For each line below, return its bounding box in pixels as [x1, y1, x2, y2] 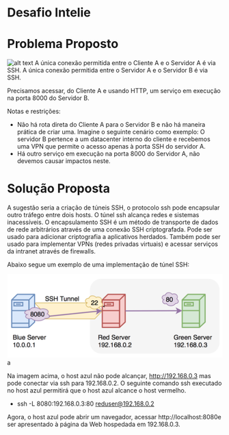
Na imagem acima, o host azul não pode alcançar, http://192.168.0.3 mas [7, 371, 211, 380]
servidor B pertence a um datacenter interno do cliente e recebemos [16, 135, 211, 143]
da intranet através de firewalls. [7, 247, 96, 256]
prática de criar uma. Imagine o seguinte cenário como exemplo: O [16, 128, 205, 136]
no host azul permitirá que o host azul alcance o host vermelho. [7, 386, 187, 395]
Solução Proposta [7, 181, 111, 197]
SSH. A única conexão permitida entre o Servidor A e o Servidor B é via [7, 66, 208, 75]
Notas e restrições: [7, 108, 61, 116]
